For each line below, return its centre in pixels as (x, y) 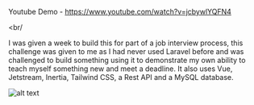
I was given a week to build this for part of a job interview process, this (126, 43)
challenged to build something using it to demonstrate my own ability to (127, 60)
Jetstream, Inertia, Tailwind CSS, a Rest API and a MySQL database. (121, 77)
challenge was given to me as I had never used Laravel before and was (126, 51)
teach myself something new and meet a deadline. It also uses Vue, (121, 69)
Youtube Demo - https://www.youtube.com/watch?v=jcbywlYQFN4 (120, 12)
